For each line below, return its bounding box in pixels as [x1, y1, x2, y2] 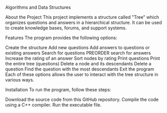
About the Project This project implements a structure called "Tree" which [5, 14, 159, 20]
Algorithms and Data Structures [5, 5, 71, 10]
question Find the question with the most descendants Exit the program [5, 66, 154, 72]
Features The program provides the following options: [5, 35, 117, 41]
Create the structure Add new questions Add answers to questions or [5, 45, 150, 50]
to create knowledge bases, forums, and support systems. [5, 25, 127, 31]
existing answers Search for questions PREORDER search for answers [5, 50, 151, 56]
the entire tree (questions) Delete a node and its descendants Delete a [5, 61, 152, 66]
